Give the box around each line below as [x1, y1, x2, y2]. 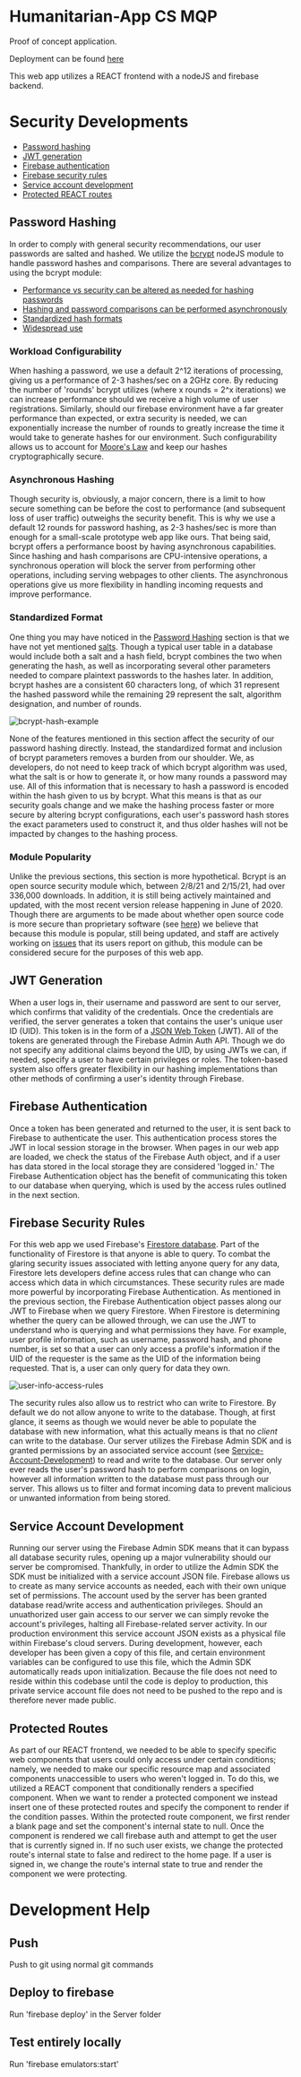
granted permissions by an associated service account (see [9, 1445, 230, 1456]
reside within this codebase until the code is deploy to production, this [9, 1676, 269, 1686]
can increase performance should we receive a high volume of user [9, 393, 259, 404]
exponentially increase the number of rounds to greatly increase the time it [9, 422, 285, 433]
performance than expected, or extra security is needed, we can [9, 412, 248, 423]
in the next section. [9, 1189, 81, 1200]
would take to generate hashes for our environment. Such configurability [9, 432, 278, 443]
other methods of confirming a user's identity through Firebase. [9, 1073, 245, 1083]
